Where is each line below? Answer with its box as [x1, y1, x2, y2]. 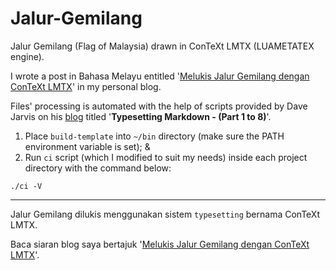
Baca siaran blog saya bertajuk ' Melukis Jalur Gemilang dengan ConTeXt [10, 238, 310, 250]
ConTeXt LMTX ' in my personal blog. [10, 80, 162, 92]
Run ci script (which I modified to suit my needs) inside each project [24, 151, 308, 163]
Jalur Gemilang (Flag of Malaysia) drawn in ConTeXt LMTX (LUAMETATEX [10, 40, 315, 52]
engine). [10, 50, 45, 62]
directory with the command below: [24, 162, 172, 174]
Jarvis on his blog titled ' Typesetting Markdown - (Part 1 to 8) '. [10, 110, 272, 122]
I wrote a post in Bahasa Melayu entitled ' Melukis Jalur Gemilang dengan [10, 70, 310, 82]
